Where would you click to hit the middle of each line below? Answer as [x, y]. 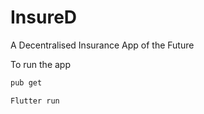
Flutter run [35, 101]
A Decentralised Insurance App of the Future [102, 45]
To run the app [40, 64]
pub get [26, 82]
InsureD [44, 17]
